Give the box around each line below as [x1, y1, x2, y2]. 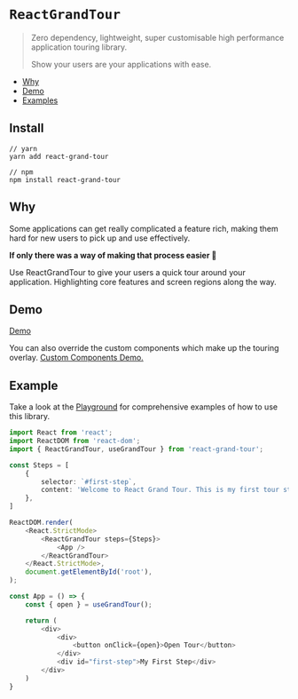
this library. [9, 411, 51, 422]
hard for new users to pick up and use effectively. [9, 233, 191, 243]
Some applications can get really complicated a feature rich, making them [9, 223, 278, 234]
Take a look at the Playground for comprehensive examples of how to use [9, 401, 278, 412]
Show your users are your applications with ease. [30, 59, 212, 69]
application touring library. [30, 42, 128, 52]
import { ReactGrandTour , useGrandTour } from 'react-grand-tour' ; [9, 444, 264, 454]
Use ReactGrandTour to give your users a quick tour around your [9, 266, 246, 277]
